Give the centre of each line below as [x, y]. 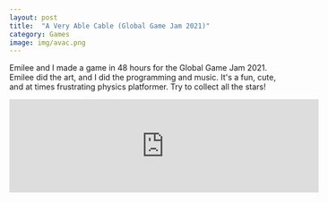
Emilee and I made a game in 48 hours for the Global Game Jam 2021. [138, 68]
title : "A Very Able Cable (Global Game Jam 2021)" [110, 26]
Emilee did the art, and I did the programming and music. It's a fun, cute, [142, 78]
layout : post [34, 17]
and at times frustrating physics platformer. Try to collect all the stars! [138, 87]
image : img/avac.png [48, 42]
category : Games [39, 34]
